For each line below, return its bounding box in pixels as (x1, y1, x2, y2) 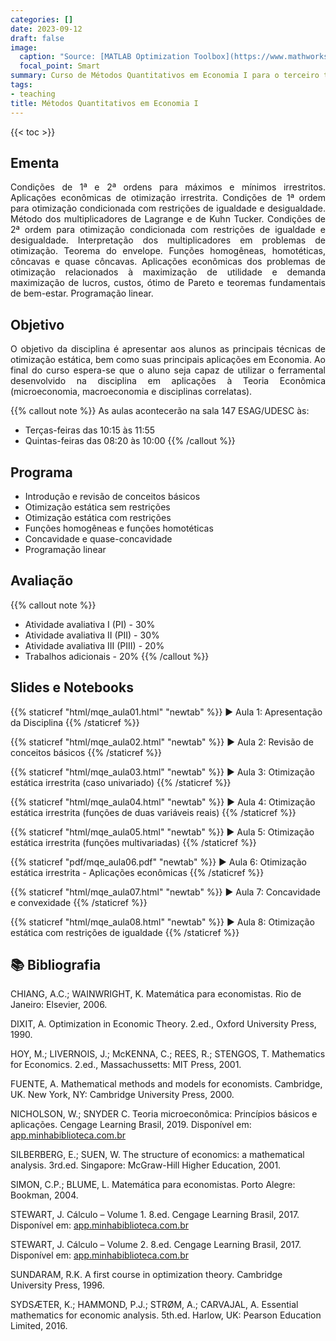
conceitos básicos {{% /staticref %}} (10, 746, 162, 758)
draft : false (10, 33, 65, 43)
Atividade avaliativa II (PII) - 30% (24, 629, 160, 641)
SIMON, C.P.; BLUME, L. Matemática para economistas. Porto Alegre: (10, 1179, 296, 1191)
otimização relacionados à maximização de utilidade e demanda (10, 266, 326, 278)
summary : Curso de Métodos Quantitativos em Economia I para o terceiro (10, 71, 320, 81)
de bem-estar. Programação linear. (10, 287, 154, 300)
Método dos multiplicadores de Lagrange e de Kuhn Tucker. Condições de (10, 213, 326, 225)
